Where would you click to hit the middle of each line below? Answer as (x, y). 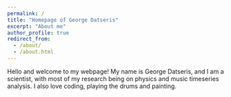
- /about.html (33, 52)
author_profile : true (38, 33)
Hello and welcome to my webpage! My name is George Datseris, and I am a (115, 71)
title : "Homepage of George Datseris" (63, 20)
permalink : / (26, 13)
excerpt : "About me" (37, 26)
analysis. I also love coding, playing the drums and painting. (92, 86)
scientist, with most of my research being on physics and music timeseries (113, 78)
